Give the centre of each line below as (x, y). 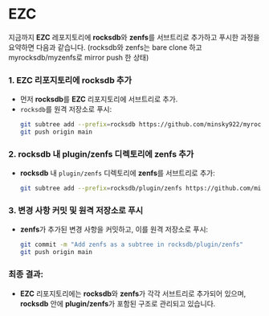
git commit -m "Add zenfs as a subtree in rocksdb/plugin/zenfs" (131, 245)
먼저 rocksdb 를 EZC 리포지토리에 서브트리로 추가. (99, 99)
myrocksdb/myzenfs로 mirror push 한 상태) (79, 57)
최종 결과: (26, 274)
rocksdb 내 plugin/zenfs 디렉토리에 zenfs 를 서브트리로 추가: (117, 173)
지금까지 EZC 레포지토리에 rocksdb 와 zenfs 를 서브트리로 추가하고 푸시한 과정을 (134, 37)
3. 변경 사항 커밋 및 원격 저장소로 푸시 (76, 211)
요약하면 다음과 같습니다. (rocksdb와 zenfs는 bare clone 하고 (105, 47)
